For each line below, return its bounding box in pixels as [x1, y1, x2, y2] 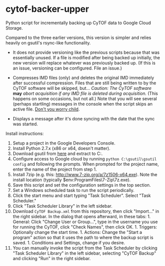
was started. [12, 121, 38, 127]
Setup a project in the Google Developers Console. [12, 140, 116, 146]
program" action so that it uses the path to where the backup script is [12, 234, 154, 240]
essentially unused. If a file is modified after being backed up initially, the [12, 54, 160, 60]
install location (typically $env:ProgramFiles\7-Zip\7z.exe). [12, 177, 131, 183]
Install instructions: [5, 130, 44, 136]
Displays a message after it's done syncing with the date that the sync [12, 115, 155, 121]
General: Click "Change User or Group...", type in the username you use [12, 219, 158, 225]
